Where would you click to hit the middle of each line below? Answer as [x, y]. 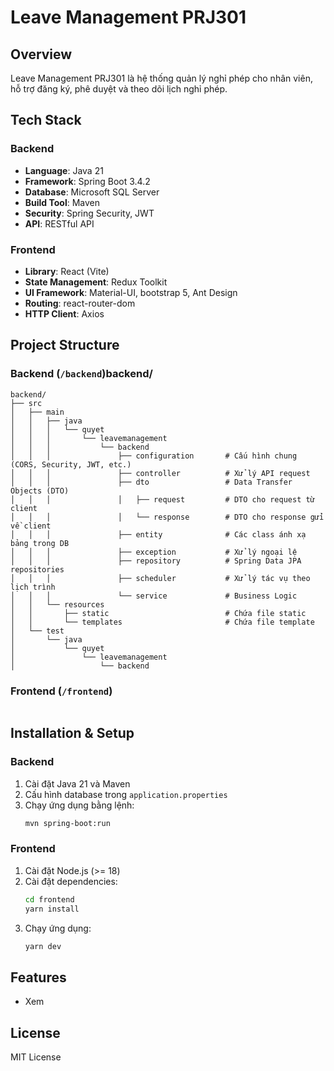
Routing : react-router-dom [80, 303]
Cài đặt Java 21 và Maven [77, 783]
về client [31, 526]
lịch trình [33, 587]
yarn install [52, 909]
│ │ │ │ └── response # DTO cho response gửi [167, 517]
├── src [26, 403]
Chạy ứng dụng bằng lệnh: [79, 805]
